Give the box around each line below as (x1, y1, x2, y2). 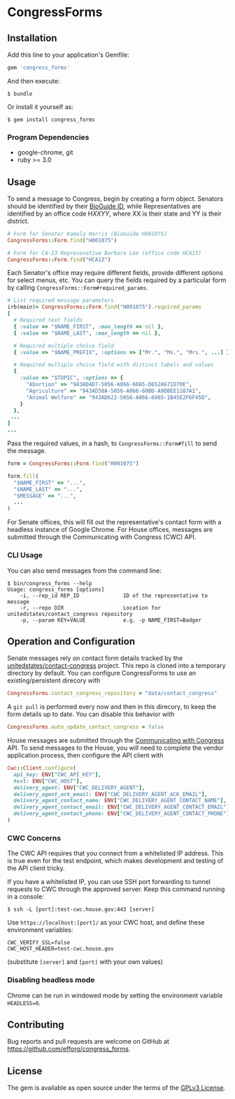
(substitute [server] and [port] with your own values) (7, 958, 163, 966)
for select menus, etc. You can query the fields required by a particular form (7, 276, 227, 284)
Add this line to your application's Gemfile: (7, 50, 129, 59)
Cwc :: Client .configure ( (7, 764, 77, 772)
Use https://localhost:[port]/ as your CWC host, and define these (7, 918, 205, 927)
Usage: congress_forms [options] (7, 586, 105, 593)
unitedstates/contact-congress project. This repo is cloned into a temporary (7, 661, 226, 670)
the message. (7, 447, 47, 455)
